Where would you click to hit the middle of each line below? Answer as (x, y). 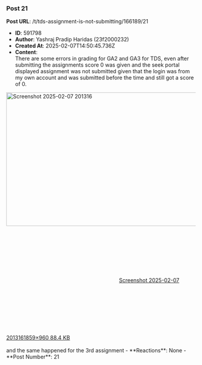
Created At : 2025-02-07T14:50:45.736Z (65, 46)
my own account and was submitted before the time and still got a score (104, 78)
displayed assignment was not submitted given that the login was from (103, 71)
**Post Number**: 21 (33, 357)
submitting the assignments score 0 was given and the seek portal (97, 65)
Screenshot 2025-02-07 (149, 280)
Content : (26, 52)
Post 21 (17, 8)
